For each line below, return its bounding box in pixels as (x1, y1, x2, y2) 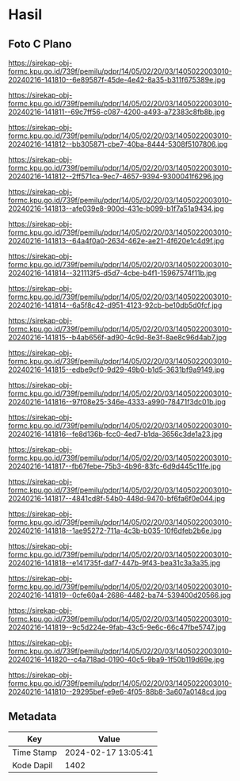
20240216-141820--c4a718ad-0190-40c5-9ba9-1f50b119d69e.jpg (8, 655, 225, 664)
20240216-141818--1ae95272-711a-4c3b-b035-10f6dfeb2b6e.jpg (8, 526, 222, 535)
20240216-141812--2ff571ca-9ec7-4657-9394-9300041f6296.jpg (8, 172, 224, 181)
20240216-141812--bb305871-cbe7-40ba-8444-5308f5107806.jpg (8, 140, 228, 148)
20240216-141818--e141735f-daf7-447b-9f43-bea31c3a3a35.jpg (8, 558, 221, 568)
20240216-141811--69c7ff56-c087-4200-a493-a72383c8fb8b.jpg (8, 107, 226, 117)
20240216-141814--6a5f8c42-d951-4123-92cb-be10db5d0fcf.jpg (8, 301, 223, 310)
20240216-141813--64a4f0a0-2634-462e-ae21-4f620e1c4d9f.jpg (8, 236, 225, 245)
